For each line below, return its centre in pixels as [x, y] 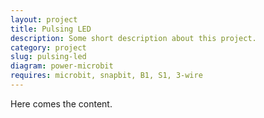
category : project [48, 47]
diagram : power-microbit [62, 66]
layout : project [44, 19]
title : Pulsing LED [51, 29]
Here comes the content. [61, 103]
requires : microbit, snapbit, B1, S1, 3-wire [106, 76]
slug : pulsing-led [48, 57]
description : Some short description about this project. [133, 38]
